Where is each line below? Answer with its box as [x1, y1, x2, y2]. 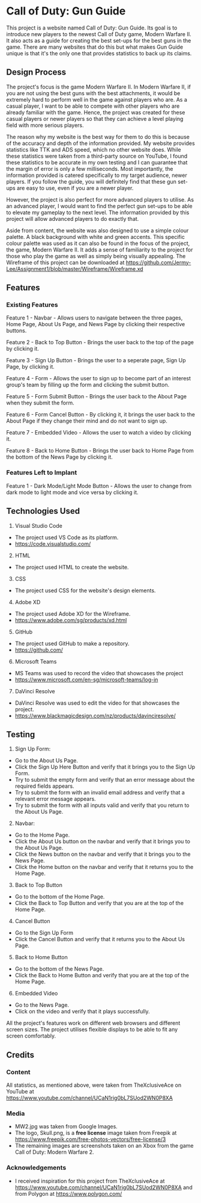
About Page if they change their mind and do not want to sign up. [6, 417, 168, 425]
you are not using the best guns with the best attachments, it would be [6, 89, 181, 97]
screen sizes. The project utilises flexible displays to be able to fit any [6, 1026, 178, 1033]
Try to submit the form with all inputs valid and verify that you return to [14, 802, 190, 809]
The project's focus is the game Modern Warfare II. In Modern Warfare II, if [6, 83, 191, 90]
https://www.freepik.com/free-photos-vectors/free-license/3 [14, 1136, 166, 1143]
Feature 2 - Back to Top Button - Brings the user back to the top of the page [6, 339, 194, 346]
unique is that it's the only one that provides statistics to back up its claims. [6, 49, 192, 57]
